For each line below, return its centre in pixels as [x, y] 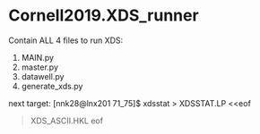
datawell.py [43, 76]
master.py [40, 67]
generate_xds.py [52, 86]
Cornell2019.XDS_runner [104, 16]
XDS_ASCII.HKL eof [67, 121]
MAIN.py [38, 57]
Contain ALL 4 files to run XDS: [66, 40]
